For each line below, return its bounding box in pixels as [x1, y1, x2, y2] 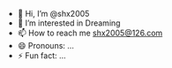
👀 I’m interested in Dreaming [17, 18, 121, 28]
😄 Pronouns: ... [17, 41, 75, 50]
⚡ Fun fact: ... [17, 50, 66, 61]
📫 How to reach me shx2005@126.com [17, 27, 163, 38]
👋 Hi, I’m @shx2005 [17, 9, 90, 19]
